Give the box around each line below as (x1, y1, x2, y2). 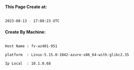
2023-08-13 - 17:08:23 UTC (5, 19, 60, 23)
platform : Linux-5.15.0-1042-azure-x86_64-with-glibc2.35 (5, 53, 130, 58)
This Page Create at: (5, 4, 47, 10)
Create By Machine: (5, 29, 46, 35)
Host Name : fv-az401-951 (5, 44, 57, 49)
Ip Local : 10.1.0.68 (5, 61, 51, 66)
